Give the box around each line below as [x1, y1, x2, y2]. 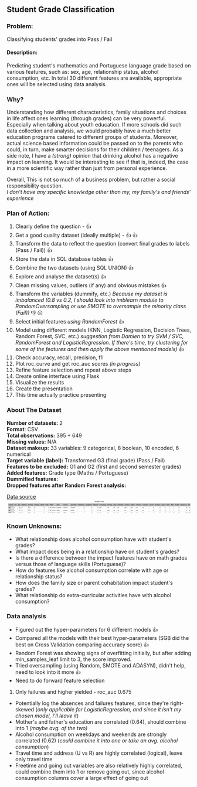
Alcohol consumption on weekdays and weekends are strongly [15, 731, 167, 738]
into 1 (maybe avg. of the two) [15, 724, 88, 731]
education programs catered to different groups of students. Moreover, [6, 134, 178, 141]
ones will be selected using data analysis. [6, 80, 107, 87]
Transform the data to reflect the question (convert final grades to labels [15, 240, 190, 247]
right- [169, 700, 184, 707]
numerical [6, 451, 31, 458]
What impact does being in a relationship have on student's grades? [15, 548, 180, 555]
